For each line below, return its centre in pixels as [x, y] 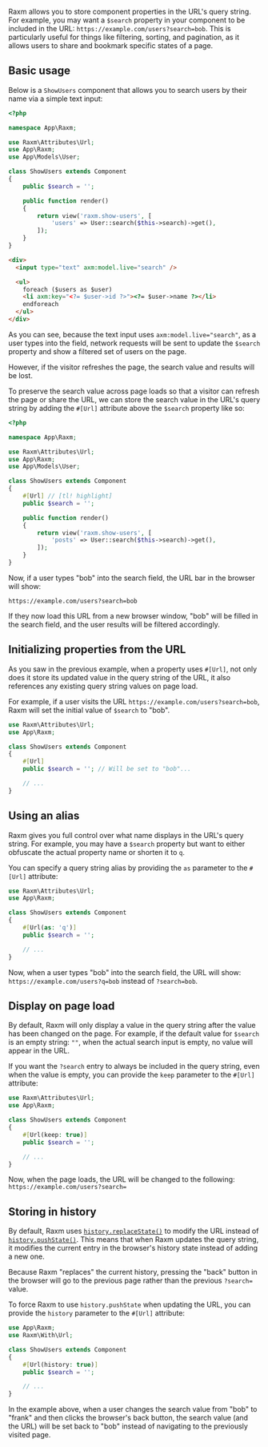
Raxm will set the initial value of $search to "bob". [89, 710]
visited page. [30, 1435]
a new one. [27, 1256]
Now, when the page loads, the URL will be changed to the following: [122, 1179]
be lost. [21, 375]
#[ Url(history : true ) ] [60, 1364]
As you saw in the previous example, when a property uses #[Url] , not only [133, 669]
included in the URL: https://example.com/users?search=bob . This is [120, 28]
